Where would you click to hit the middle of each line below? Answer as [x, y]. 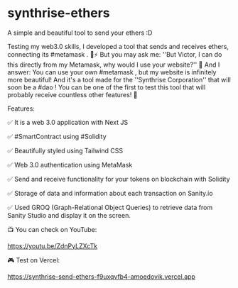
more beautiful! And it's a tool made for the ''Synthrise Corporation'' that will [119, 79]
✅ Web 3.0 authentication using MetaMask [70, 165]
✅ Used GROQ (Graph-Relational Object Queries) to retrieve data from [110, 207]
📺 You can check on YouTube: [52, 229]
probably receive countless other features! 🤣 [72, 94]
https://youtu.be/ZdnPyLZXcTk [53, 245]
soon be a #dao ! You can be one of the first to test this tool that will [107, 87]
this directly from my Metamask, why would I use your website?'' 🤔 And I [114, 65]
